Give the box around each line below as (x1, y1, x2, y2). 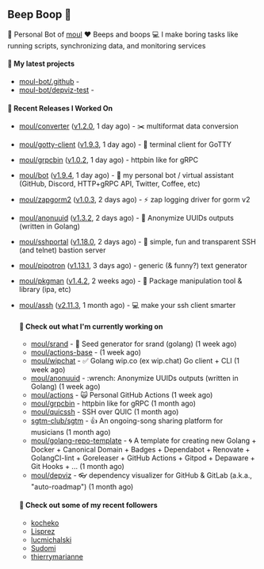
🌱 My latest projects (7, 59, 75, 68)
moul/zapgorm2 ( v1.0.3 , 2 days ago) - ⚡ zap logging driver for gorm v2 (18, 195, 251, 205)
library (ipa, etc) (18, 285, 72, 294)
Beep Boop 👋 (7, 8, 72, 21)
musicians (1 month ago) (30, 428, 112, 437)
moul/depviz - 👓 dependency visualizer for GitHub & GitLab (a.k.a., (30, 471, 253, 480)
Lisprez (30, 526, 55, 536)
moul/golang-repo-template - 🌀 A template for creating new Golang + (30, 436, 257, 445)
